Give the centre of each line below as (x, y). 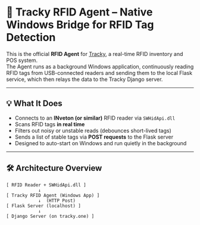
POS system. (22, 60)
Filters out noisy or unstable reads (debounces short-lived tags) (93, 130)
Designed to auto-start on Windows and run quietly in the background (101, 143)
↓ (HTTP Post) (57, 201)
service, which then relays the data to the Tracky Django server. (85, 79)
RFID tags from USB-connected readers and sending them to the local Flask (99, 73)
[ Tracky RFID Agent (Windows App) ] (53, 195)
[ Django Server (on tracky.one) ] (50, 216)
